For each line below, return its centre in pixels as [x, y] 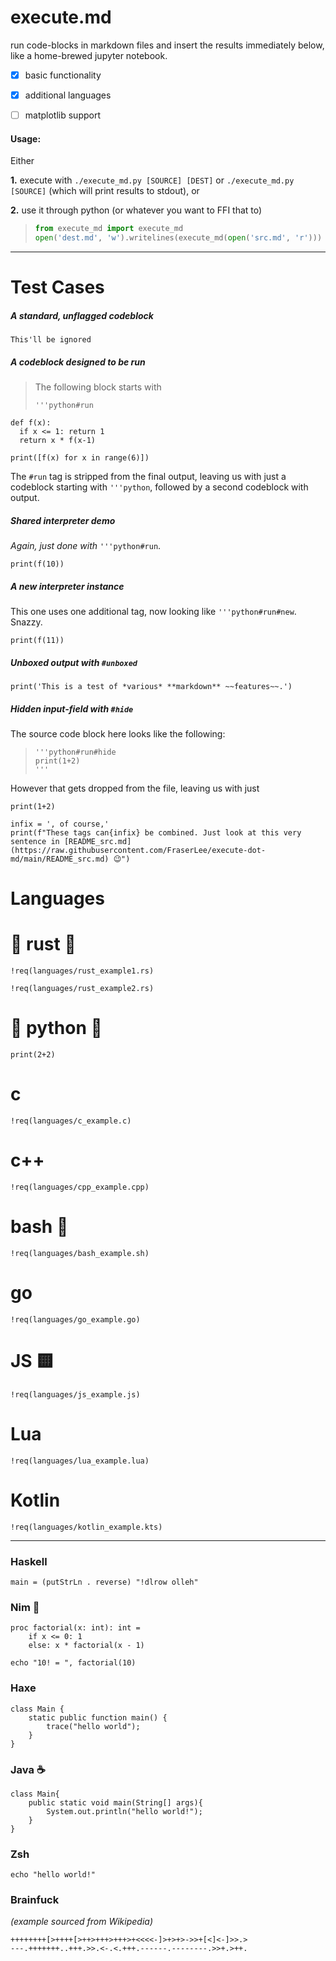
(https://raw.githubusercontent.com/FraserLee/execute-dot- [138, 851]
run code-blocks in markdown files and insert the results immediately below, [167, 45]
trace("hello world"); [93, 1726]
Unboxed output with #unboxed [74, 662]
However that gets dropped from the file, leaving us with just [135, 788]
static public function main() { [98, 1717]
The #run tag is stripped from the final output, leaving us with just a [148, 477]
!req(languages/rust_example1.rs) [82, 971]
